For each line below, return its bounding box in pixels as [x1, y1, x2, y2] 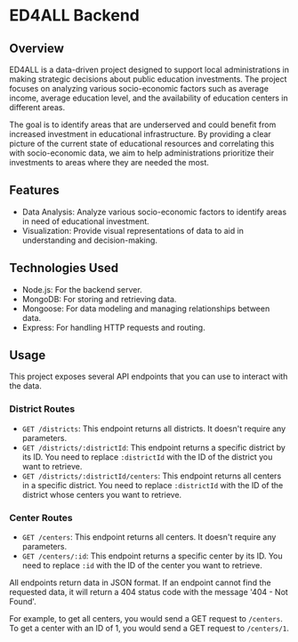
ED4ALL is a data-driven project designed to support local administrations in [9, 64, 289, 75]
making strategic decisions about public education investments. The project [9, 74, 287, 84]
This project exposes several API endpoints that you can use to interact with [9, 371, 288, 382]
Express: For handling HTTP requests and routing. [21, 322, 206, 333]
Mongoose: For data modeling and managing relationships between [21, 303, 270, 314]
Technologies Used [9, 261, 118, 276]
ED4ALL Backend [9, 5, 140, 26]
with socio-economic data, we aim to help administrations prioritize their [9, 148, 274, 158]
